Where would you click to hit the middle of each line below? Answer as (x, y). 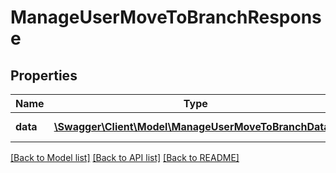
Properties (44, 75)
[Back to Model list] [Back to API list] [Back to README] (125, 157)
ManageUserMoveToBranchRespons (166, 17)
